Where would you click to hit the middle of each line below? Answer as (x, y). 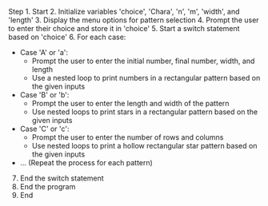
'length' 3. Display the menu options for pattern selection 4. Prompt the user (134, 20)
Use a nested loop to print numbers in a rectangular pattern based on (146, 78)
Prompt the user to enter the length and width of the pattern (130, 103)
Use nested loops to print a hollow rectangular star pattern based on (144, 146)
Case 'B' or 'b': (44, 95)
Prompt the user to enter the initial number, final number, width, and (143, 61)
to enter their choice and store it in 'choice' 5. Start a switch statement (124, 28)
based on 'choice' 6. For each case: (67, 37)
